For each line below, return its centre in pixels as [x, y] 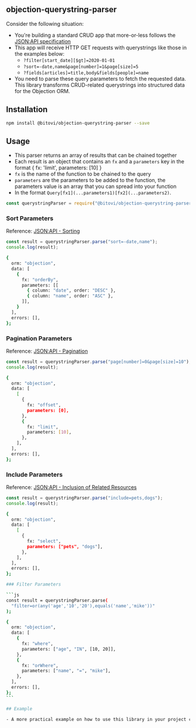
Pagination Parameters [39, 338]
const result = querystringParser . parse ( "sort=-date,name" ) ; [82, 242]
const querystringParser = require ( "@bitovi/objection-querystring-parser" [100, 204]
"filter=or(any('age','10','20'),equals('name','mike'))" [83, 606]
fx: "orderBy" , [40, 280]
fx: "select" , [44, 541]
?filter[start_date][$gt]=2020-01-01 [69, 60]
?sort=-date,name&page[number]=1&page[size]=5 [81, 67]
